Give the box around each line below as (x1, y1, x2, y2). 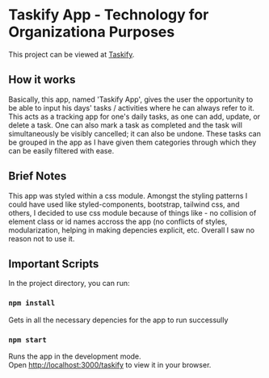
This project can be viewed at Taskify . (8, 49, 135, 59)
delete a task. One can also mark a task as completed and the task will (8, 120, 242, 130)
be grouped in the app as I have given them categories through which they (8, 137, 257, 147)
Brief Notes (8, 170, 67, 183)
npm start (8, 335, 47, 344)
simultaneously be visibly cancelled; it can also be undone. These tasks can (8, 128, 261, 138)
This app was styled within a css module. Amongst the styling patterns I (8, 191, 248, 200)
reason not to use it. (8, 233, 75, 243)
